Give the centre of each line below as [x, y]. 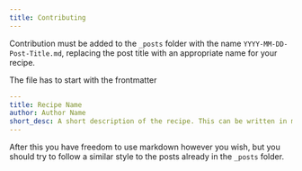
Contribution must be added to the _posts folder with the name [125, 43]
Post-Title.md [36, 54]
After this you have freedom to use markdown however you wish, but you [145, 147]
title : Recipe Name [46, 104]
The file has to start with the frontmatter [83, 80]
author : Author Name [48, 113]
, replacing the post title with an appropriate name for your [169, 53]
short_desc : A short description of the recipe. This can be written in [148, 121]
